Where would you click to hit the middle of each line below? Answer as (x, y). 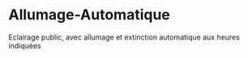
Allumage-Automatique (89, 15)
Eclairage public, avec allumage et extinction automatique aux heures (124, 37)
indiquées (25, 45)
